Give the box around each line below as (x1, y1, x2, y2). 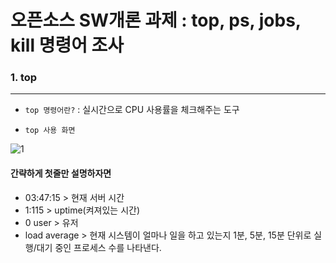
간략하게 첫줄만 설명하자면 (10, 167, 112, 180)
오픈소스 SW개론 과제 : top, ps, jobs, (10, 9, 302, 32)
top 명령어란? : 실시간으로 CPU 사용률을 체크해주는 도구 (24, 104, 240, 116)
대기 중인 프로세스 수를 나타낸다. (36, 241, 162, 253)
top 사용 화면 (24, 126, 76, 136)
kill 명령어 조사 (10, 34, 125, 57)
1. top (10, 71, 38, 85)
